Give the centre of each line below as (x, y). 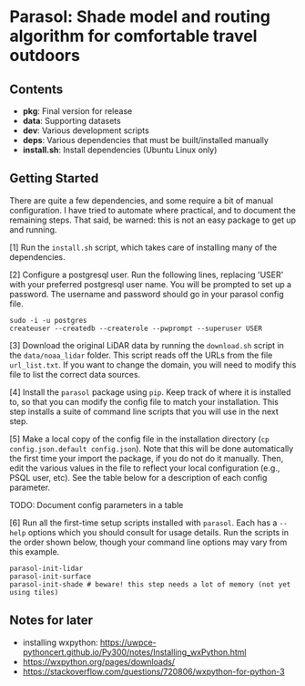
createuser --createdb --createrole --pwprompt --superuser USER (136, 328)
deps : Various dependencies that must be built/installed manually (145, 140)
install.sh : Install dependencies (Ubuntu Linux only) (120, 150)
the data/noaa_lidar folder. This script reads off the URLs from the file (141, 355)
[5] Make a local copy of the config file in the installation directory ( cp (140, 439)
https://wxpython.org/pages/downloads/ (99, 661)
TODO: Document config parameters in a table (97, 504)
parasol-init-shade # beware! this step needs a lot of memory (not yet (150, 584)
